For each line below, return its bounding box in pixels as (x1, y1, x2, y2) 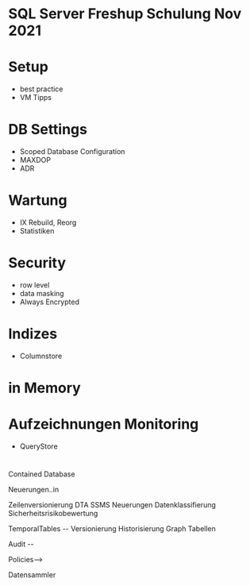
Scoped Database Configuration (19, 147, 125, 156)
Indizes (8, 325, 58, 343)
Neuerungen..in (8, 485, 60, 495)
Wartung (8, 191, 67, 210)
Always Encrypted (19, 297, 79, 306)
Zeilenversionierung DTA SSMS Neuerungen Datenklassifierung (8, 500, 217, 510)
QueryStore (19, 441, 58, 451)
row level (19, 280, 50, 290)
